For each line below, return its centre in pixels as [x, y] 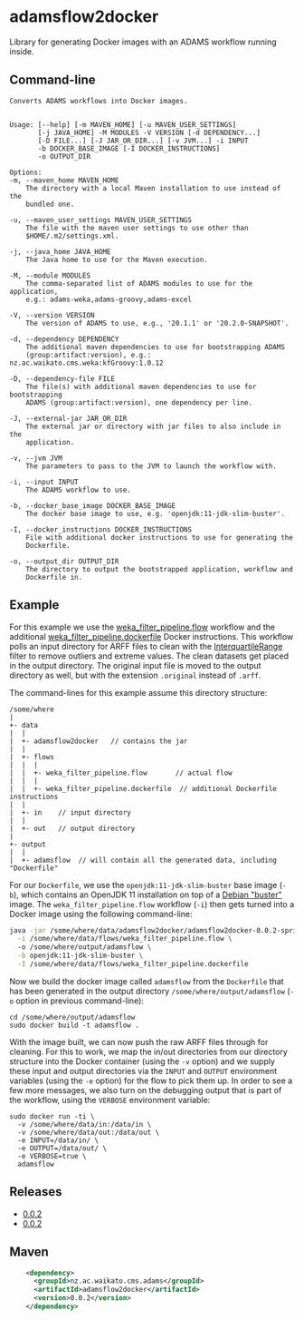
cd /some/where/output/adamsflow [72, 1017]
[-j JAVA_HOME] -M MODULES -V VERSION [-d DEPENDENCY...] [149, 132]
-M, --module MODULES [50, 275]
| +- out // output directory [72, 828]
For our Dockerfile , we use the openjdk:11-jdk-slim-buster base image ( [146, 885]
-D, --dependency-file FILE [62, 378]
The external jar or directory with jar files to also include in [153, 426]
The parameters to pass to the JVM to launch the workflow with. [152, 466]
